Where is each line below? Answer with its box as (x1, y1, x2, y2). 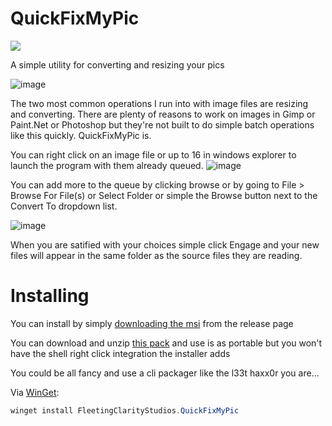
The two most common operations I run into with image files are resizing (10, 97, 309, 109)
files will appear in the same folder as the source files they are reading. (10, 249, 303, 261)
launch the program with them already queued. (10, 159, 204, 171)
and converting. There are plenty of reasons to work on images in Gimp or (10, 108, 316, 120)
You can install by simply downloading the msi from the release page (10, 317, 294, 329)
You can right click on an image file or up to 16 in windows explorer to (10, 148, 297, 161)
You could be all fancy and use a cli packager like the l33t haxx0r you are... (10, 367, 320, 379)
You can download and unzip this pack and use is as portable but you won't (10, 337, 323, 349)
